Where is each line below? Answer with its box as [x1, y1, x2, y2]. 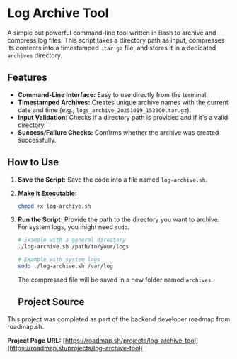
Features [7, 72, 47, 84]
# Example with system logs [17, 256, 100, 263]
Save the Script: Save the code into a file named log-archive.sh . [17, 175, 207, 184]
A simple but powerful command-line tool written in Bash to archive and [7, 28, 216, 37]
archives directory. [7, 51, 62, 60]
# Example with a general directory [17, 236, 126, 244]
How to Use [7, 156, 59, 168]
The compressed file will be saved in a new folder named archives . [17, 275, 214, 284]
